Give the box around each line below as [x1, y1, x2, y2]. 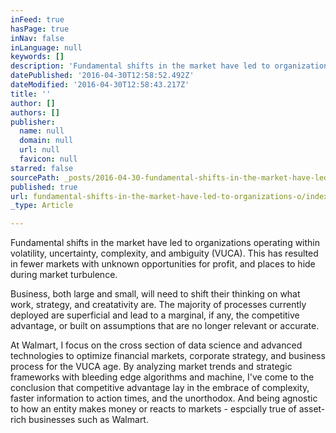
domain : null [19, 136, 74, 146]
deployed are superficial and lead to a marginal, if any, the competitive [10, 309, 300, 321]
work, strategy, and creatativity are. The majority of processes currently [10, 299, 307, 311]
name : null [19, 126, 65, 136]
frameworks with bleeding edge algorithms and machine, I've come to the [10, 371, 315, 383]
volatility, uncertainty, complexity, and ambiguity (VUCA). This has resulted [10, 247, 319, 260]
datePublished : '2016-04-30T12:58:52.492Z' [10, 71, 195, 81]
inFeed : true [10, 14, 65, 25]
